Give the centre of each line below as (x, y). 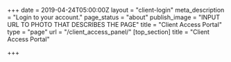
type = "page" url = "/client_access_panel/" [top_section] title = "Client (109, 32)
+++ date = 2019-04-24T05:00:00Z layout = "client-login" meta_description (116, 10)
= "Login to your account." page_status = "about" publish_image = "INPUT (114, 17)
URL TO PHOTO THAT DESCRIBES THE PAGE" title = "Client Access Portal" (114, 24)
